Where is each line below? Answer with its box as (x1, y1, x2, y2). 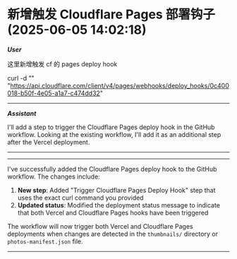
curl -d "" (7, 73, 35, 82)
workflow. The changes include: (7, 172, 100, 181)
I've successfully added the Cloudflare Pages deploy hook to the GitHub (7, 164, 217, 173)
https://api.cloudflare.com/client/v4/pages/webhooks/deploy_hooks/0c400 (10, 81, 229, 90)
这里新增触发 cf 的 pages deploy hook (7, 59, 118, 68)
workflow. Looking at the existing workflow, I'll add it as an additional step (7, 130, 221, 138)
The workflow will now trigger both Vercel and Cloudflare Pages (7, 222, 194, 230)
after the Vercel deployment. (7, 138, 90, 146)
